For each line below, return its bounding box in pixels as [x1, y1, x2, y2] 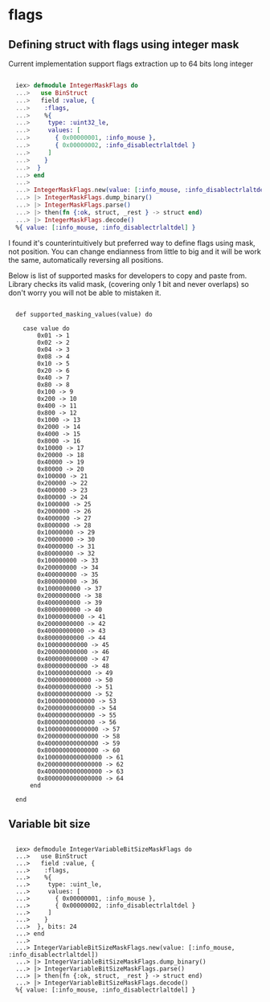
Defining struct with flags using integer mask [8, 38, 239, 51]
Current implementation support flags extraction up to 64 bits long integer [8, 59, 253, 68]
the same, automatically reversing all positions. [8, 255, 164, 264]
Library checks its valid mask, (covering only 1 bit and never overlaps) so [8, 279, 249, 288]
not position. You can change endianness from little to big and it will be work [8, 247, 261, 256]
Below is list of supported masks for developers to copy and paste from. [8, 271, 247, 280]
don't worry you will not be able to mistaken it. [8, 288, 162, 297]
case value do [22, 324, 70, 333]
